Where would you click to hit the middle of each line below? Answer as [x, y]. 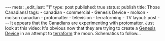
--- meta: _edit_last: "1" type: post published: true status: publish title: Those [82, 7]
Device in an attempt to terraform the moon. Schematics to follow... [73, 33]
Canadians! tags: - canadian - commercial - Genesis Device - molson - [77, 12]
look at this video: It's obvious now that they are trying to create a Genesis [81, 28]
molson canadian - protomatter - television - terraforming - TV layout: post [81, 18]
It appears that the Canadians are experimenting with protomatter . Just [82, 23]
